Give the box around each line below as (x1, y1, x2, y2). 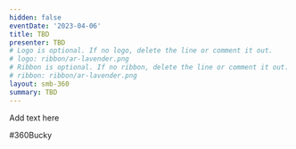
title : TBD (9, 29, 50, 38)
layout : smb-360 (9, 79, 70, 88)
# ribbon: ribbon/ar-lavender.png (9, 71, 138, 80)
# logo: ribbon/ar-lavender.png (9, 54, 129, 63)
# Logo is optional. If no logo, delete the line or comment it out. (9, 46, 274, 55)
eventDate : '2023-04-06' (9, 21, 102, 30)
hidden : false (9, 12, 62, 22)
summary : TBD (9, 87, 58, 96)
